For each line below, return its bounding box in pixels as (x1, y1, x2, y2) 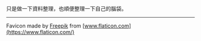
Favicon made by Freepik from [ (6, 22, 85, 29)
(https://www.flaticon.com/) (6, 29, 75, 35)
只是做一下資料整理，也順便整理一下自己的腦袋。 (6, 5, 127, 12)
